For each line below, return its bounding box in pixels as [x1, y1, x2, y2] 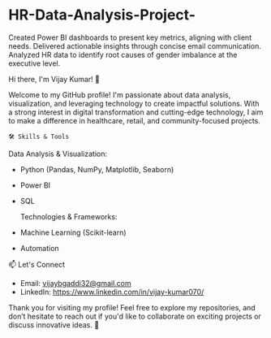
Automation [19, 243, 59, 253]
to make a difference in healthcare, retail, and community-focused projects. [8, 115, 261, 125]
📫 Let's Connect [8, 259, 66, 269]
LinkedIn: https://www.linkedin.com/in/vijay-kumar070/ [19, 287, 204, 297]
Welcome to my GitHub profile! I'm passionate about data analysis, [8, 89, 231, 99]
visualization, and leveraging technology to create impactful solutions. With [8, 98, 260, 108]
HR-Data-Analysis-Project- [8, 6, 196, 24]
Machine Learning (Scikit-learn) [19, 227, 127, 237]
